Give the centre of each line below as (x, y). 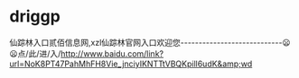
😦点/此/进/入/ (35, 53)
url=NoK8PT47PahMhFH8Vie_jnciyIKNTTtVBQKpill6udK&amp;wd (131, 64)
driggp (35, 17)
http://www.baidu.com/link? (112, 53)
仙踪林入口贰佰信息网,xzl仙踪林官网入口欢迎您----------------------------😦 (150, 42)
